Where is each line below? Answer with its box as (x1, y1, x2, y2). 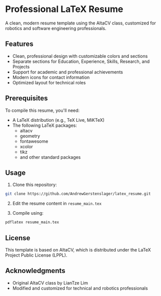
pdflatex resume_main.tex (5, 220, 59, 225)
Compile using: (12, 210, 44, 216)
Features (5, 40, 33, 48)
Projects (12, 63, 30, 69)
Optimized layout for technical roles (12, 79, 86, 85)
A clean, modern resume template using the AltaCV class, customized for (5, 20, 156, 26)
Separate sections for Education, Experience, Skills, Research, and (12, 58, 150, 64)
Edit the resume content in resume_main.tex (12, 201, 101, 207)
